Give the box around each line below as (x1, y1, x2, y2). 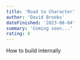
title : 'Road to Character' (6, 8, 76, 15)
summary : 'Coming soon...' (6, 25, 73, 31)
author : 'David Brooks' (6, 14, 65, 20)
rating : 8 (6, 31, 31, 37)
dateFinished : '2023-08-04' (6, 20, 76, 26)
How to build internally (6, 47, 61, 54)
